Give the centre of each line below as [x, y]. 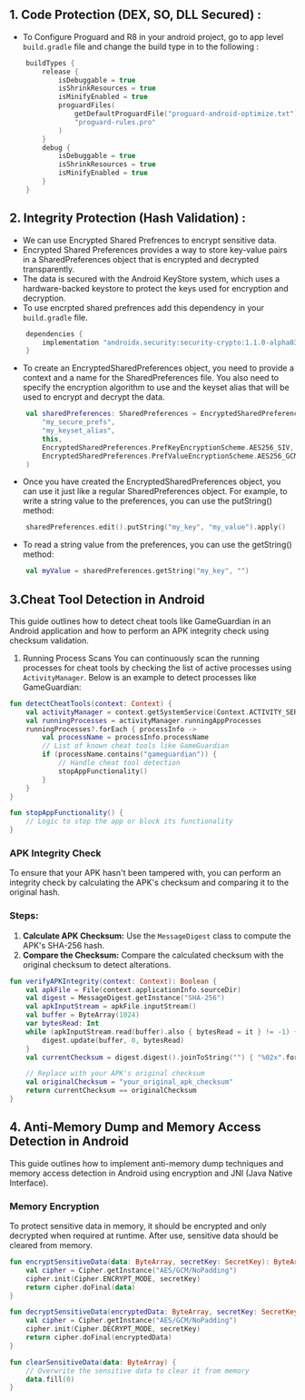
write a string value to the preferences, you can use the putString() [147, 501]
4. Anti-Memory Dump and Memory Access [135, 1127]
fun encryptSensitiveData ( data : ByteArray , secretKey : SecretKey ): [140, 1262]
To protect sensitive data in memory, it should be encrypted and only [138, 1226]
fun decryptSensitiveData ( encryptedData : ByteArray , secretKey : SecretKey [154, 1312]
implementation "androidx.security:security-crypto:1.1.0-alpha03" [172, 343]
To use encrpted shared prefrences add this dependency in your [143, 307]
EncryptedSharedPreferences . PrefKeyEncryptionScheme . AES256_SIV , [168, 447]
